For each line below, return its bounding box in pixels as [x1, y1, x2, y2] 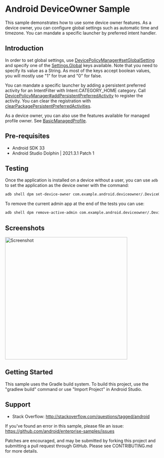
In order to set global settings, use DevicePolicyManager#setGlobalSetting [5, 57, 155, 63]
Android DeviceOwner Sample [5, 3, 130, 15]
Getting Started [5, 368, 53, 376]
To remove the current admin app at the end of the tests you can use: [5, 201, 145, 206]
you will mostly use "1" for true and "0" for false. [5, 72, 102, 79]
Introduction [5, 44, 44, 52]
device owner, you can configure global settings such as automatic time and [5, 24, 159, 30]
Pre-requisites [5, 132, 50, 140]
